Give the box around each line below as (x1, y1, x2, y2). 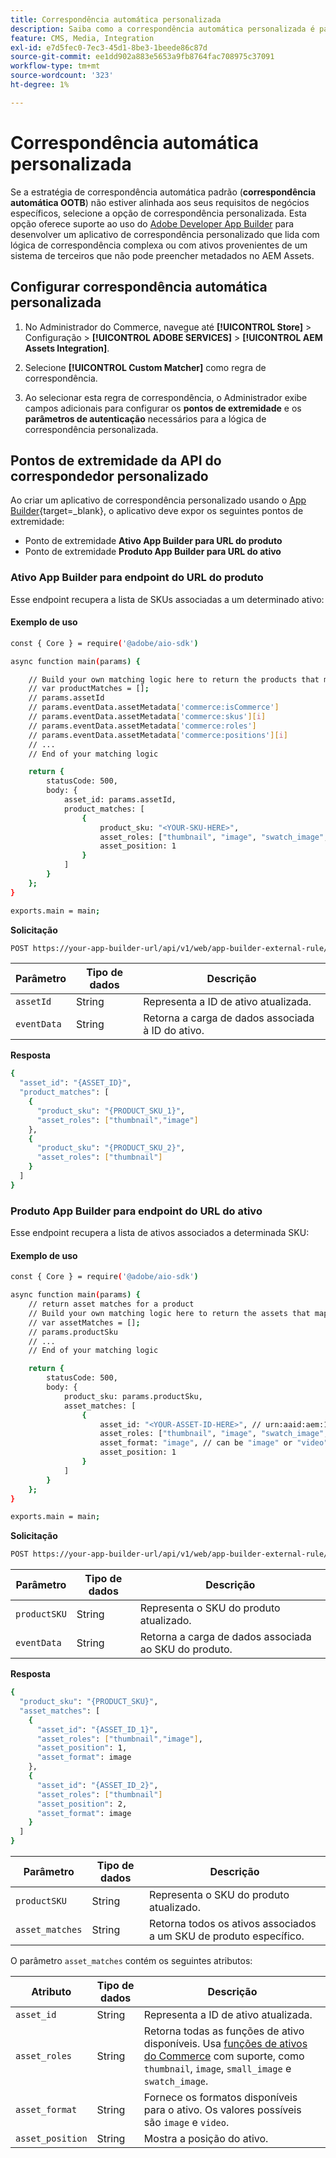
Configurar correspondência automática (10, 279, 268, 296)
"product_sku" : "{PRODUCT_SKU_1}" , (36, 1106, 186, 1116)
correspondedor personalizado (10, 467, 209, 485)
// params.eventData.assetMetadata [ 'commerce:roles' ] (28, 721, 257, 731)
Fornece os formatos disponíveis (143, 2091, 298, 2105)
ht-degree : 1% (10, 80, 70, 90)
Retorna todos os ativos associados (149, 1917, 317, 1931)
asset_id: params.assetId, (63, 795, 177, 805)
